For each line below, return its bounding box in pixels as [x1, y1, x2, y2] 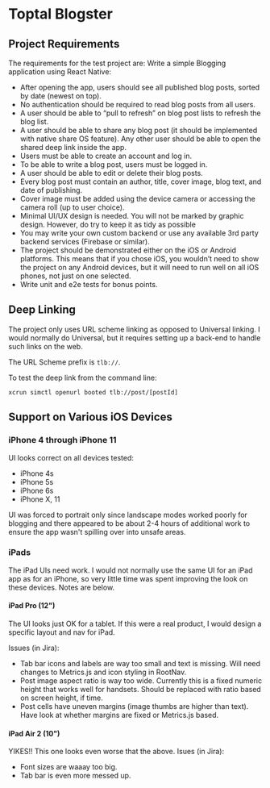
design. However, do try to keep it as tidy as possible [19, 219, 196, 229]
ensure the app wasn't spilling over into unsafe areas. [8, 527, 186, 536]
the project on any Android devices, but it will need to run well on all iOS [19, 263, 260, 272]
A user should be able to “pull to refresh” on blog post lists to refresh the [19, 108, 261, 118]
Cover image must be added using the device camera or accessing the [19, 194, 255, 203]
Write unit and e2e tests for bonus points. [19, 280, 158, 289]
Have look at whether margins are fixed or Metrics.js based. [19, 711, 219, 719]
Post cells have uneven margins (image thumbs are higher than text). [19, 702, 249, 711]
